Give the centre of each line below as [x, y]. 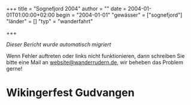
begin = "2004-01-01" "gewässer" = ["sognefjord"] [119, 15]
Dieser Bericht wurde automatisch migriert [59, 44]
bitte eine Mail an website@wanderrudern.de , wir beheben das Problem [95, 62]
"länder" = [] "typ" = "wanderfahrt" [50, 21]
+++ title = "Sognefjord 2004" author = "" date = [66, 9]
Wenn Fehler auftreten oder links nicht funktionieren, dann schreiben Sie [95, 56]
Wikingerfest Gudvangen [70, 93]
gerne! [14, 69]
